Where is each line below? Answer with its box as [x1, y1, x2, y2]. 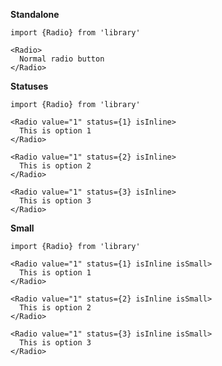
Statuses [10, 80, 49, 92]
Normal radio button [19, 54, 105, 64]
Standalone [10, 9, 60, 20]
